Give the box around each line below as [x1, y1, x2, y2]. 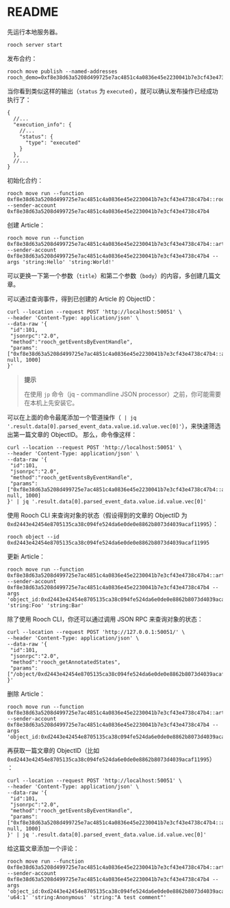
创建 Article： [7, 220, 46, 229]
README [7, 4, 59, 20]
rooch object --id [7, 533, 60, 540]
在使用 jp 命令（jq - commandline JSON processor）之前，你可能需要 [23, 389, 221, 398]
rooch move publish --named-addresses [7, 68, 118, 75]
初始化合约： [7, 176, 43, 184]
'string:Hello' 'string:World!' [22, 258, 115, 265]
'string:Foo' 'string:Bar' [7, 602, 84, 609]
